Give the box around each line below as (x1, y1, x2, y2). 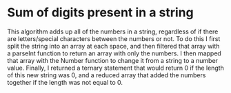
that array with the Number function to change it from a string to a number (7, 56, 219, 64)
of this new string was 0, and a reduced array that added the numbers (7, 70, 206, 79)
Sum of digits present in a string (7, 5, 194, 21)
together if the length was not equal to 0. (7, 78, 123, 86)
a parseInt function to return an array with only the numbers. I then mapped (7, 49, 222, 57)
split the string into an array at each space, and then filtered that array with (7, 42, 220, 50)
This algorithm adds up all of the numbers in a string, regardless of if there (7, 27, 219, 36)
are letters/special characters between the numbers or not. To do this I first (7, 34, 221, 42)
